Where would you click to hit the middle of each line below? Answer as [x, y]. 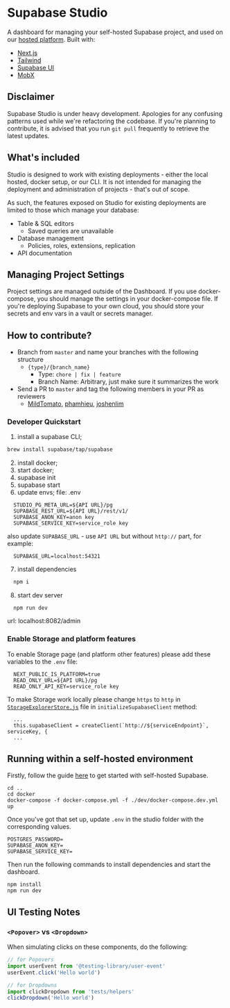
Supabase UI [35, 67]
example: [20, 544]
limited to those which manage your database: [73, 210]
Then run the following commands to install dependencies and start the [109, 865]
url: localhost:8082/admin [44, 621]
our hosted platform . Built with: [51, 39]
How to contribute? [50, 335]
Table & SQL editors [45, 223]
